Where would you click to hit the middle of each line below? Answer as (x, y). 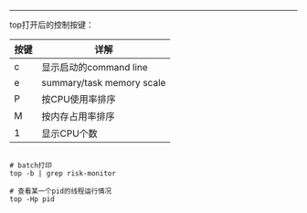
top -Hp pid (32, 199)
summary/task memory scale (104, 83)
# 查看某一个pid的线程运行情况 (61, 191)
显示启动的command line (95, 67)
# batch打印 (31, 165)
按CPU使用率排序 (79, 99)
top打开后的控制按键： (52, 25)
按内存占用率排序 (79, 117)
